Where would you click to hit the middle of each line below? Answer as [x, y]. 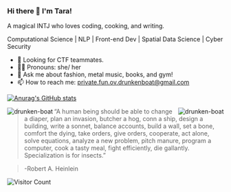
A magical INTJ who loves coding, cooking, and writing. [86, 26]
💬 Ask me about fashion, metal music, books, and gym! [95, 74]
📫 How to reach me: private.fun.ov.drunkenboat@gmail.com [103, 83]
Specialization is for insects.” [65, 156]
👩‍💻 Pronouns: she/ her [49, 67]
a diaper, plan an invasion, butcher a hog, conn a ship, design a [113, 119]
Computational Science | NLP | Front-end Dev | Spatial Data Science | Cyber [115, 39]
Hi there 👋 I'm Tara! [40, 11]
